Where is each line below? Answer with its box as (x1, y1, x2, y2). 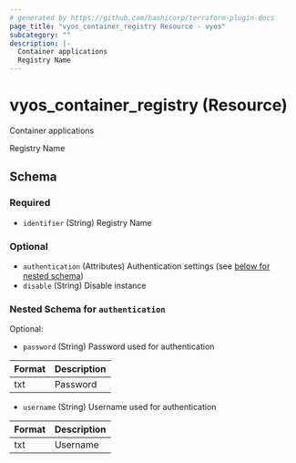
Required (9, 197, 51, 210)
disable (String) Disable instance (22, 280, 148, 291)
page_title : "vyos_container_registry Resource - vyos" (9, 22, 226, 31)
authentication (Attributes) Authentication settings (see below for (22, 261, 270, 272)
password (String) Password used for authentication (22, 341, 215, 352)
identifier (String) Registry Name (22, 217, 152, 228)
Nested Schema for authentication (9, 303, 166, 315)
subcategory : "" (9, 30, 71, 39)
